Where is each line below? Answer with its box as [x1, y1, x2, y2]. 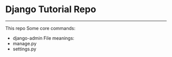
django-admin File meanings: [12, 35, 75, 41]
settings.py [12, 46, 37, 52]
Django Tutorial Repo [5, 4, 96, 15]
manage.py [12, 40, 37, 46]
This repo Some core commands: [5, 25, 76, 31]
